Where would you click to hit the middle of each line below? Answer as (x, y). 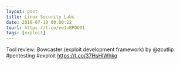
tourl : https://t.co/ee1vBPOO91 (45, 28)
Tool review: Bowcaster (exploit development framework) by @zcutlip (90, 49)
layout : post (22, 11)
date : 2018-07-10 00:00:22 (39, 22)
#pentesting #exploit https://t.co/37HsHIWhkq (62, 56)
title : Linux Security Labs (40, 17)
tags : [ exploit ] (26, 33)
